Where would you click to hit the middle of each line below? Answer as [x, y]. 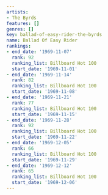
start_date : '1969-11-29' [45, 160]
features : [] [23, 23]
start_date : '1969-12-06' [45, 183]
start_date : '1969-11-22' [45, 137]
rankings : [19, 46]
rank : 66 [23, 148]
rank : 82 [23, 80]
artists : [17, 12]
